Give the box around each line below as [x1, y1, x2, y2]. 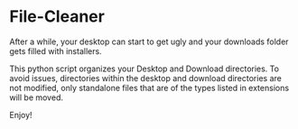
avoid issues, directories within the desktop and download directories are [9, 72, 282, 83]
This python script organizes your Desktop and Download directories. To [9, 63, 280, 74]
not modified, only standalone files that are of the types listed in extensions [9, 82, 290, 93]
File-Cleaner [9, 6, 106, 27]
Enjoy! [9, 109, 33, 120]
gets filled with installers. [9, 45, 102, 56]
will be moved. [9, 92, 63, 103]
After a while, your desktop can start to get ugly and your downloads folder [9, 36, 289, 47]
